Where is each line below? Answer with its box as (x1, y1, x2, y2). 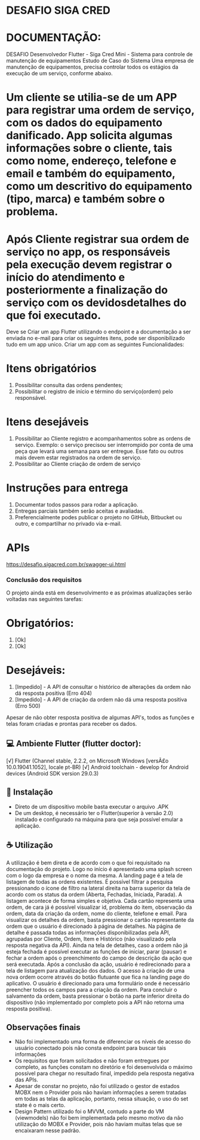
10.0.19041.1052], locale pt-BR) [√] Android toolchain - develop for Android (6, 763, 189, 771)
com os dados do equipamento (6, 116, 163, 130)
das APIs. (14, 1076, 39, 1083)
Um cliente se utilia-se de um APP (6, 91, 177, 105)
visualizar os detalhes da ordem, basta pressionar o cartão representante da (6, 916, 194, 923)
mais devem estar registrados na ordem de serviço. (14, 454, 142, 461)
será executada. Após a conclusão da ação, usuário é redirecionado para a (6, 960, 191, 968)
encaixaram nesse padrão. (14, 1127, 81, 1134)
